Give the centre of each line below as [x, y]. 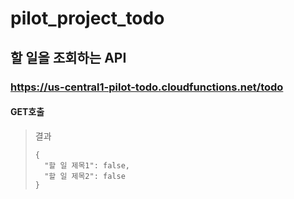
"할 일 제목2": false [85, 176]
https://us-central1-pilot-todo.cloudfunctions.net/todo [147, 87]
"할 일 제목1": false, [87, 165]
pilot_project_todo [87, 18]
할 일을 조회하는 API [68, 57]
